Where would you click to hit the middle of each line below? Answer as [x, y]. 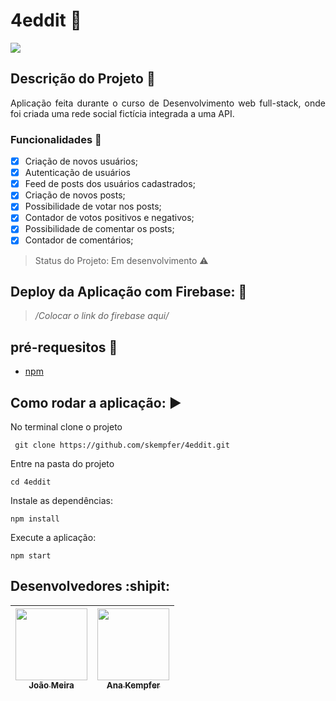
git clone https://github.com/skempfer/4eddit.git [122, 445]
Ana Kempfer [133, 685]
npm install [35, 519]
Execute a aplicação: [53, 537]
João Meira [51, 685]
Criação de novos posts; [75, 195]
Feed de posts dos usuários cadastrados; [110, 184]
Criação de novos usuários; [81, 161]
